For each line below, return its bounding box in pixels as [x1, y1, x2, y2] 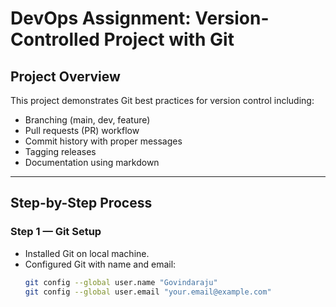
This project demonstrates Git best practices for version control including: [10, 95, 315, 106]
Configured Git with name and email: [24, 258, 177, 270]
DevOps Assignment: [10, 7, 192, 30]
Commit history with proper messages [24, 135, 183, 147]
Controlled [10, 28, 100, 51]
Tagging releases [24, 146, 97, 157]
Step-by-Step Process [10, 195, 153, 212]
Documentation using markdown [24, 157, 160, 168]
